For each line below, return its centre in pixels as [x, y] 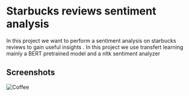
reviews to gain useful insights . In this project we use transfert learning [95, 47]
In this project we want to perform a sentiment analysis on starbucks [91, 40]
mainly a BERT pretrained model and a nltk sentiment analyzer [83, 53]
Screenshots [31, 73]
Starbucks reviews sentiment [81, 11]
